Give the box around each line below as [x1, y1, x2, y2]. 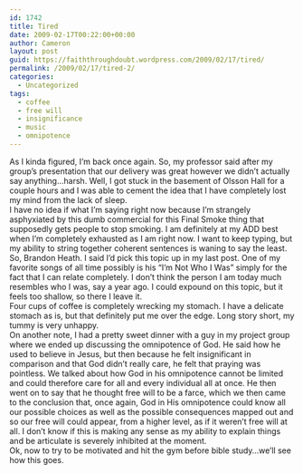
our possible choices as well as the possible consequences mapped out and [9, 406, 294, 417]
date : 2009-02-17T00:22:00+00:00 [9, 30, 136, 39]
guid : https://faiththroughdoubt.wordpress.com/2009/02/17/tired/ [9, 55, 265, 64]
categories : [9, 73, 54, 82]
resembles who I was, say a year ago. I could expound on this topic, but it [9, 281, 283, 292]
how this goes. [9, 454, 64, 465]
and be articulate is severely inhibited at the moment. [9, 435, 207, 446]
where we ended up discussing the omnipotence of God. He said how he [9, 339, 281, 350]
